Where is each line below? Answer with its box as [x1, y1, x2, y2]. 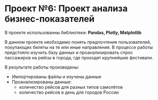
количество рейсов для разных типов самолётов [19, 84, 123, 90]
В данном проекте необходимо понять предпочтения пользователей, [4, 39, 151, 45]
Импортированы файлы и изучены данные [11, 74, 101, 79]
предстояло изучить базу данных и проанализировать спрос [4, 50, 133, 55]
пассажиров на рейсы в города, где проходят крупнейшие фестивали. [4, 54, 154, 60]
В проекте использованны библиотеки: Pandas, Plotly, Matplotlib [4, 29, 142, 35]
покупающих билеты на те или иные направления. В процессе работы [4, 44, 153, 50]
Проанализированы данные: [11, 79, 72, 85]
